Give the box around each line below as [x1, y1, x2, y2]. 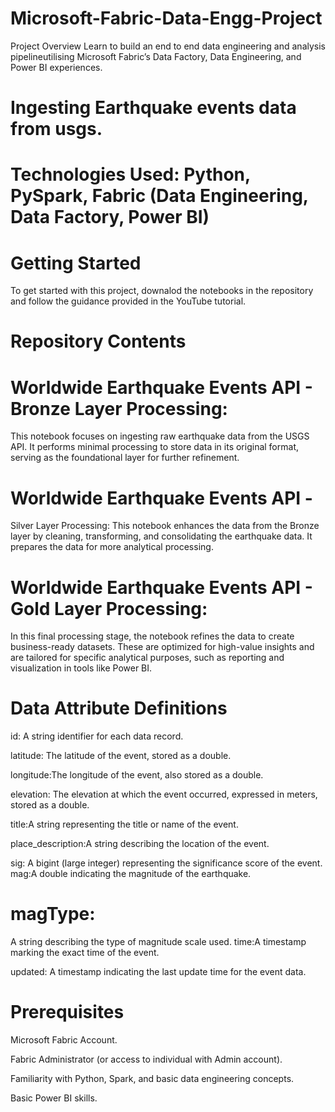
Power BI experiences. [10, 61, 103, 73]
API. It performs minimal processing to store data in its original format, [10, 441, 299, 453]
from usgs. [10, 118, 103, 141]
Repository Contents [10, 330, 187, 353]
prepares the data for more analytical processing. [10, 541, 214, 553]
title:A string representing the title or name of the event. [10, 818, 239, 831]
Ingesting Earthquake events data [10, 97, 297, 119]
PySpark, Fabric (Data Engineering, [10, 185, 309, 207]
